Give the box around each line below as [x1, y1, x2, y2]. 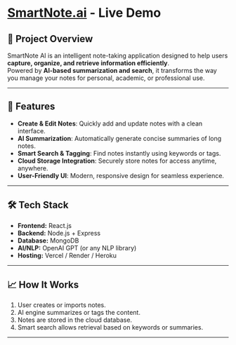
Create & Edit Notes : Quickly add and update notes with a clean [17, 119, 203, 128]
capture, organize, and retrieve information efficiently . [7, 59, 170, 67]
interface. [17, 126, 46, 135]
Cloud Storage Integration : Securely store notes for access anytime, [17, 156, 217, 165]
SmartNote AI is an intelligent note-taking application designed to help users [7, 51, 228, 60]
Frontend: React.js [17, 221, 72, 229]
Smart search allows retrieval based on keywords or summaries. [17, 323, 204, 332]
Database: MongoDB [17, 236, 79, 245]
